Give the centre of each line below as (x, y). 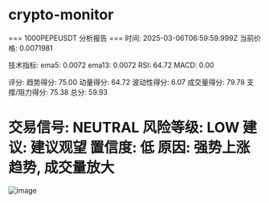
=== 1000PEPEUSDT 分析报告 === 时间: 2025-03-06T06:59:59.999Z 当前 (131, 38)
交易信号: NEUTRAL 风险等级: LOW (124, 128)
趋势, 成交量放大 (61, 168)
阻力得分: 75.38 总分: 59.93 (63, 92)
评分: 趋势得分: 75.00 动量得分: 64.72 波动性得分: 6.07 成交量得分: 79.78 (126, 82)
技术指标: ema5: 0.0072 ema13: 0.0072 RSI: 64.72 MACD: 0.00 (111, 65)
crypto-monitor (61, 15)
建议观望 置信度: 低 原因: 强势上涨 (140, 148)
